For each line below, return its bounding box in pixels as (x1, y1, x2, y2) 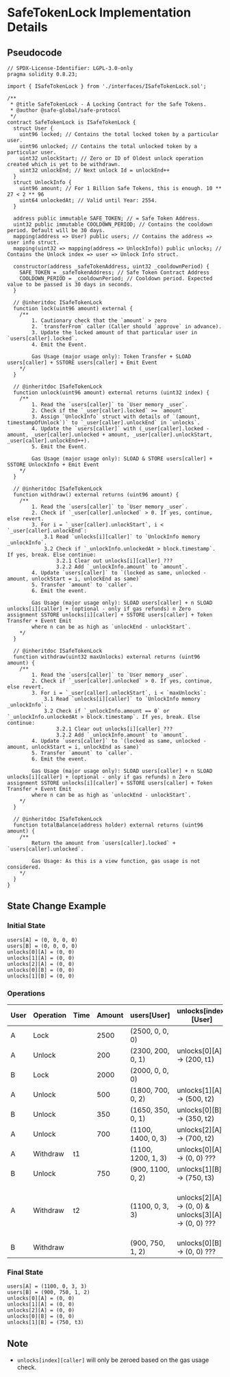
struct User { (13, 125, 53, 132)
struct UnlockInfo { (13, 179, 72, 186)
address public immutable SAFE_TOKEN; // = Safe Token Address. (13, 215, 201, 222)
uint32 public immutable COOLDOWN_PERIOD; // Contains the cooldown (13, 221, 213, 228)
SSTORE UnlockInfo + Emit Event (7, 461, 99, 468)
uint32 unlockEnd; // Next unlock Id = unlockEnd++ (19, 167, 170, 174)
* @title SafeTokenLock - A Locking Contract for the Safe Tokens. (10, 101, 207, 108)
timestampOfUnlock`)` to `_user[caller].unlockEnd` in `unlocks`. (7, 419, 201, 426)
